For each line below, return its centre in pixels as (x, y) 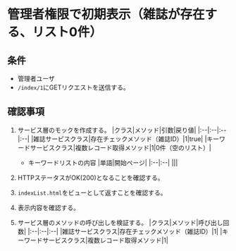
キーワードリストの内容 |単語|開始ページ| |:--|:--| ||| (103, 162)
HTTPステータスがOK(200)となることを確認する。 (91, 178)
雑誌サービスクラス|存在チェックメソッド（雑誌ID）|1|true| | (120, 139)
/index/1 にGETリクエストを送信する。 (73, 87)
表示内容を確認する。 (48, 207)
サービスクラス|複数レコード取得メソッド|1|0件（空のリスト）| (120, 147)
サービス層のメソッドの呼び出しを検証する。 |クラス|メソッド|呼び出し (120, 222)
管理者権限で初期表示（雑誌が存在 (106, 14)
